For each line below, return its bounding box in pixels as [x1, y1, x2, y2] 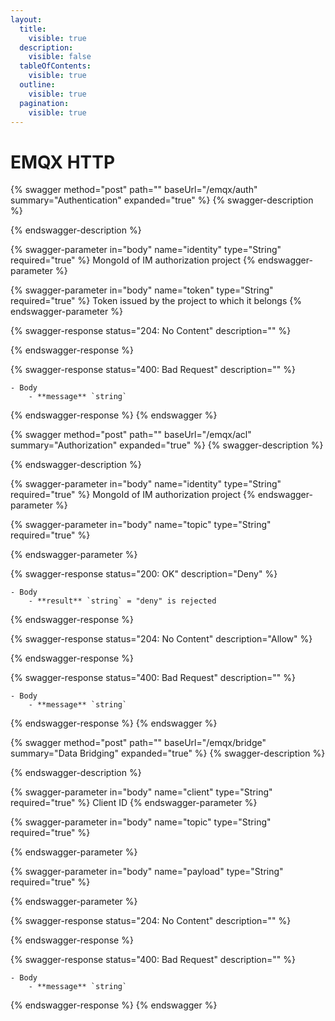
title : [19, 24, 47, 34]
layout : [10, 14, 43, 25]
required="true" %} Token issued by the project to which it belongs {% [10, 295, 302, 307]
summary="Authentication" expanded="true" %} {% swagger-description [10, 194, 314, 206]
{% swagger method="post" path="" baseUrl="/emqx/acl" [10, 429, 252, 441]
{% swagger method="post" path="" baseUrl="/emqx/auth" [10, 184, 258, 196]
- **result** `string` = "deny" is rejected [28, 596, 217, 606]
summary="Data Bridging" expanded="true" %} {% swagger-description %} [10, 747, 326, 760]
